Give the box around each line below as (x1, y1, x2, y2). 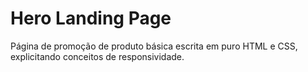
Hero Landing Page (10, 7, 172, 30)
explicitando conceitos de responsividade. (10, 50, 185, 62)
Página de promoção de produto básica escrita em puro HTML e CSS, (10, 40, 298, 52)
